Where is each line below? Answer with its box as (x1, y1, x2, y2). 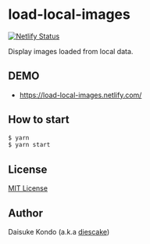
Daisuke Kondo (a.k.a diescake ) (8, 227, 110, 236)
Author (8, 206, 43, 220)
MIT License (8, 184, 48, 193)
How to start (8, 113, 70, 126)
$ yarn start (8, 141, 51, 149)
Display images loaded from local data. (8, 46, 134, 56)
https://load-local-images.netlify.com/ (19, 90, 142, 100)
